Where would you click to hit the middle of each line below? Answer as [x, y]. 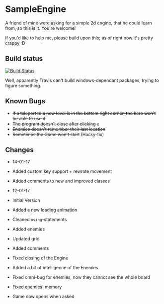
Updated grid [26, 239]
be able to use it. [29, 118]
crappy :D [15, 43]
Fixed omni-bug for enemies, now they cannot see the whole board [81, 277]
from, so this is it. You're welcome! [41, 28]
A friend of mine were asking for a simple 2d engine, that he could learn [79, 23]
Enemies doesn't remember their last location [59, 129]
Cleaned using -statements [40, 220]
